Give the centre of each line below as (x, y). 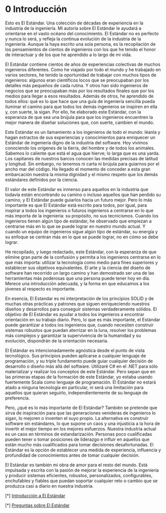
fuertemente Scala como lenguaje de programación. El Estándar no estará (81, 382)
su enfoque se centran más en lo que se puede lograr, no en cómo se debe (82, 237)
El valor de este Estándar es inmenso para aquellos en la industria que (77, 189)
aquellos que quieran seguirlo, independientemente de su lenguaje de (76, 393)
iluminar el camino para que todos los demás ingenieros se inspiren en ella (81, 106)
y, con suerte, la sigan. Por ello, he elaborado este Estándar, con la (73, 112)
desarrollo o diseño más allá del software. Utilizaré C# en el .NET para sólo (82, 366)
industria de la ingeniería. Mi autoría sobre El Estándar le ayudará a (73, 28)
